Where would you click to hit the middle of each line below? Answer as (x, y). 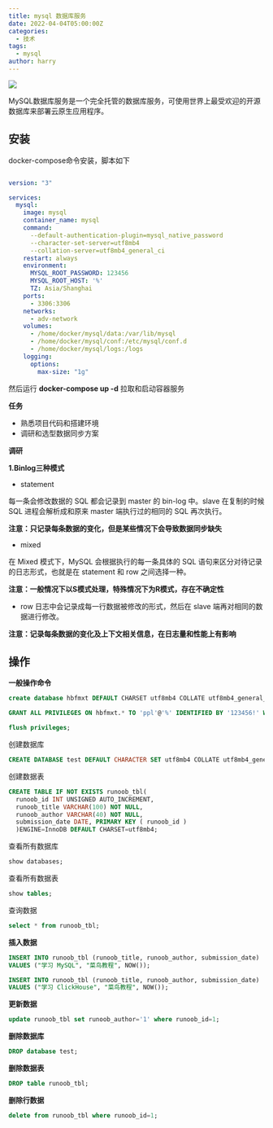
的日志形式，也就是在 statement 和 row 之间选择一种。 (100, 572)
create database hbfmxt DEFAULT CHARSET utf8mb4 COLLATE (107, 698)
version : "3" (30, 183)
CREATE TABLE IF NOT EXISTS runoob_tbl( (78, 792)
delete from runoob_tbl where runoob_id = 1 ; (83, 1115)
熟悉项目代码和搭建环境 (59, 423)
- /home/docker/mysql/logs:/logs (87, 349)
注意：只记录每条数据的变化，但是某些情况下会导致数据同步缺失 (115, 528)
